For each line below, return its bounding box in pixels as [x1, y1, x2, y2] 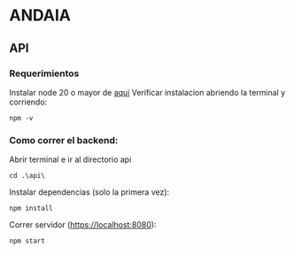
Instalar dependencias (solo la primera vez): [9, 187, 170, 197]
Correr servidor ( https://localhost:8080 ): [9, 219, 157, 230]
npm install [9, 204, 53, 213]
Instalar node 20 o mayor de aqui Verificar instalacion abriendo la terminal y [9, 87, 286, 97]
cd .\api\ [9, 172, 46, 181]
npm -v [9, 113, 34, 122]
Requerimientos [9, 67, 80, 80]
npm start [9, 236, 46, 246]
